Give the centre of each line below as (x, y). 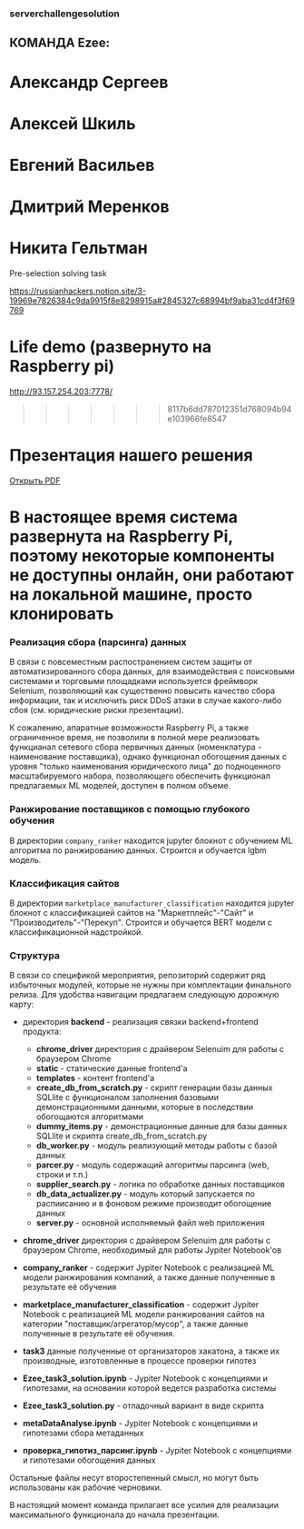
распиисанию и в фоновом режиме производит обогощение (154, 1204)
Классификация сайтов (64, 883)
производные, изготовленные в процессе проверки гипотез (139, 1361)
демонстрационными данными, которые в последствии (145, 1107)
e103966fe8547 (197, 418)
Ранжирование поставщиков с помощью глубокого (130, 809)
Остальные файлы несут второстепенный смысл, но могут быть (134, 1478)
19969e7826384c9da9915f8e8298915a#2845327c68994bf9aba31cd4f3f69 (152, 301)
